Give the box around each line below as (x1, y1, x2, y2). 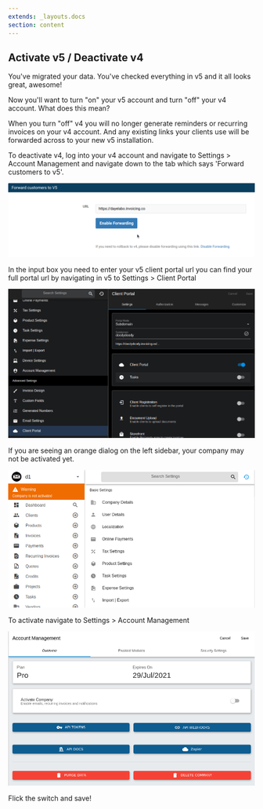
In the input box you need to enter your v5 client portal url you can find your (8, 264, 253, 274)
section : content (8, 20, 65, 29)
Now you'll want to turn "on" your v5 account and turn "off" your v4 (8, 95, 227, 105)
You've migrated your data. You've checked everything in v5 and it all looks (8, 71, 251, 82)
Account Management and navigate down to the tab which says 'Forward (8, 159, 244, 169)
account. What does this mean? (8, 104, 110, 113)
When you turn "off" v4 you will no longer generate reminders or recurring (8, 118, 248, 129)
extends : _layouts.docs (8, 13, 86, 20)
